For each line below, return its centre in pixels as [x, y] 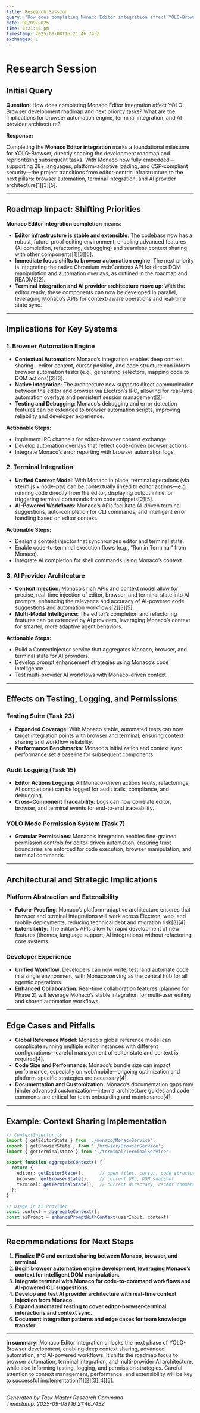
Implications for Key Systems [62, 329]
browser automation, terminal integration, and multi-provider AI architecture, [100, 1362]
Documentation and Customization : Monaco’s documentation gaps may [104, 1084]
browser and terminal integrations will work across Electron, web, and [100, 916]
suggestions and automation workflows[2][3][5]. [74, 607]
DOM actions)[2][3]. [39, 378]
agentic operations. [38, 982]
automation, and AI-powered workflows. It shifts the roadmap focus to [92, 1355]
